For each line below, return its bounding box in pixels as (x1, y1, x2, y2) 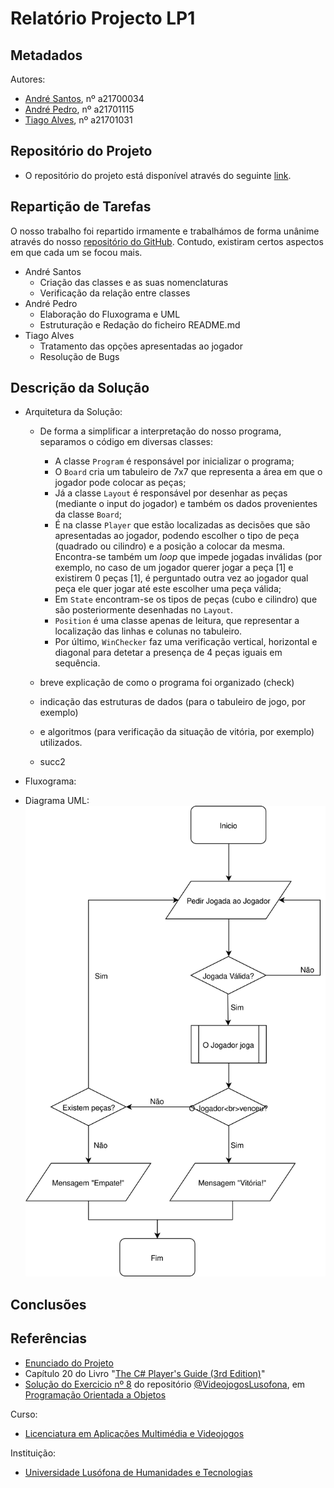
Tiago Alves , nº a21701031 (24, 114, 133, 126)
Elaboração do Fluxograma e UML (39, 308, 181, 320)
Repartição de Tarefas (10, 198, 152, 216)
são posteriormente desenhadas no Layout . (54, 604, 233, 616)
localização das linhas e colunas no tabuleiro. (54, 625, 243, 637)
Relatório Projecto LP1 (10, 7, 196, 30)
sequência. (54, 657, 101, 669)
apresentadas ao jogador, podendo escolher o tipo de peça (54, 530, 300, 542)
